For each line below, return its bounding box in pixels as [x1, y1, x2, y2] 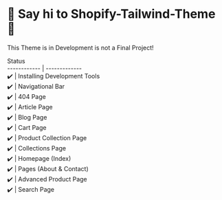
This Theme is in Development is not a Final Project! [7, 43, 154, 52]
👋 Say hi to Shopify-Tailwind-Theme [7, 6, 216, 22]
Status [7, 56, 25, 65]
